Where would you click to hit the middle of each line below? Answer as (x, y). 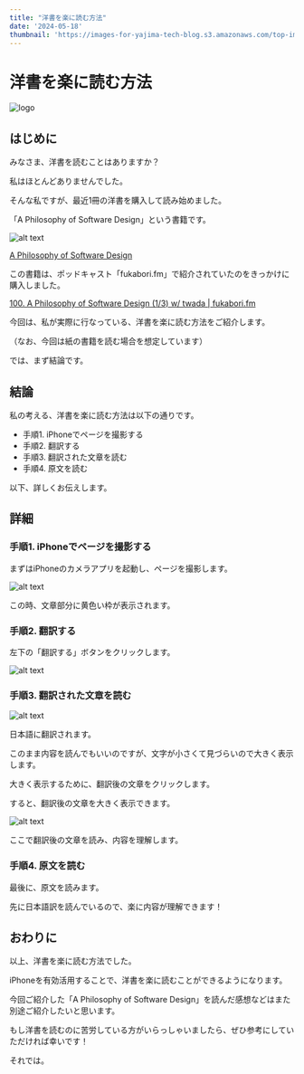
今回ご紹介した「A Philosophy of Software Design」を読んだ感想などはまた (150, 1000)
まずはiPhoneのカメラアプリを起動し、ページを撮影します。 (121, 568)
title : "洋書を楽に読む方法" (58, 18)
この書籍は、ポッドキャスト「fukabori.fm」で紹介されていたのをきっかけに (150, 274)
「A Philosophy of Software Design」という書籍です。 (110, 220)
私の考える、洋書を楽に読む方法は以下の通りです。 (104, 415)
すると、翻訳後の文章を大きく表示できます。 (92, 803)
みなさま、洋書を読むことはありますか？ (85, 162)
